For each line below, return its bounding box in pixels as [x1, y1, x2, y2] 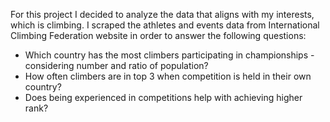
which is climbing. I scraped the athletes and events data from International [10, 19, 320, 31]
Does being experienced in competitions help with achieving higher [24, 92, 303, 103]
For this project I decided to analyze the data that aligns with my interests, [10, 9, 315, 20]
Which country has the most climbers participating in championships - [24, 49, 315, 61]
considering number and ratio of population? [24, 60, 209, 71]
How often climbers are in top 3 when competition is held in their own [24, 70, 312, 82]
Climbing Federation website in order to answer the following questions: [10, 30, 307, 41]
